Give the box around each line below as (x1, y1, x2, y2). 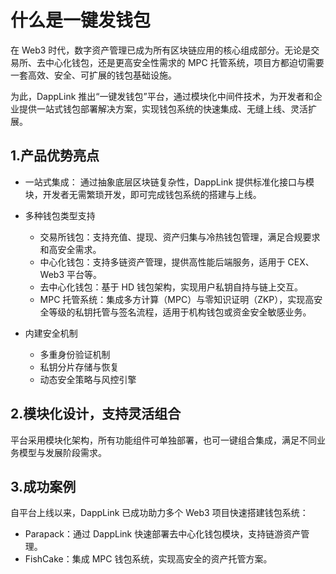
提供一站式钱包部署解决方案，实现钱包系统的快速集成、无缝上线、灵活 (18, 102, 308, 115)
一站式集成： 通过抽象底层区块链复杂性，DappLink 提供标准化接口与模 (24, 176, 315, 188)
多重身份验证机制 (39, 348, 111, 360)
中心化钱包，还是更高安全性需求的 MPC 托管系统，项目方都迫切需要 (44, 56, 325, 68)
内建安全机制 (24, 327, 78, 339)
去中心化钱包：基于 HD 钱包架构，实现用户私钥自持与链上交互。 (39, 281, 303, 293)
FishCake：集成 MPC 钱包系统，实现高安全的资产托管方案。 (24, 553, 273, 565)
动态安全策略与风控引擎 (39, 373, 137, 385)
